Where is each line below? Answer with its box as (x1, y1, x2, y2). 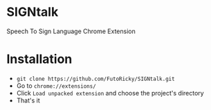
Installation (6, 51, 73, 67)
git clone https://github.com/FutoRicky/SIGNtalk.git (16, 75, 175, 82)
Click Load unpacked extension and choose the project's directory (16, 89, 205, 97)
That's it (16, 96, 41, 104)
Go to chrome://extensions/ (16, 81, 96, 90)
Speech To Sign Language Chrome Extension (6, 27, 136, 35)
